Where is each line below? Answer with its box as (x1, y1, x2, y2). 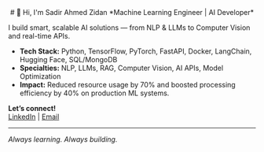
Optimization (19, 72, 61, 81)
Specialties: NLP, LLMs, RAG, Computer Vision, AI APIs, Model (19, 63, 224, 72)
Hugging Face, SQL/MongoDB (19, 55, 118, 64)
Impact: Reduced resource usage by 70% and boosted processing (19, 80, 236, 89)
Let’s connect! (8, 104, 57, 113)
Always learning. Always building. (8, 135, 118, 144)
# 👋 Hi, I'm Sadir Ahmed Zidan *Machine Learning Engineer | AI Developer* (9, 8, 255, 17)
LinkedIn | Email (8, 112, 60, 121)
